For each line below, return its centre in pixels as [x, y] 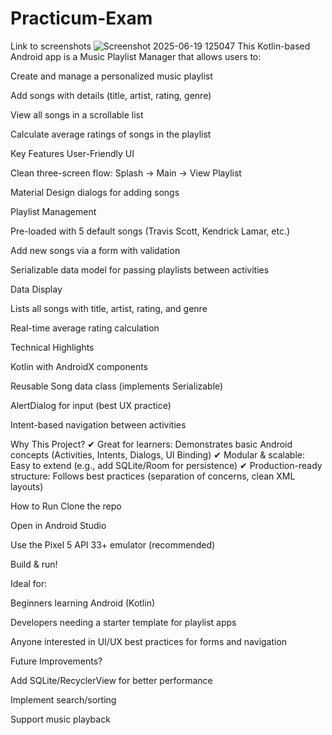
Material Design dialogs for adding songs [95, 192]
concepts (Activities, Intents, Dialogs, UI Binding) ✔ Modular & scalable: [158, 454]
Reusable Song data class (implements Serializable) [117, 386]
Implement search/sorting [63, 699]
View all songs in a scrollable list [77, 114]
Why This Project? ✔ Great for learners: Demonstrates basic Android [151, 444]
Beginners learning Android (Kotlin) [83, 603]
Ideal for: [29, 583]
